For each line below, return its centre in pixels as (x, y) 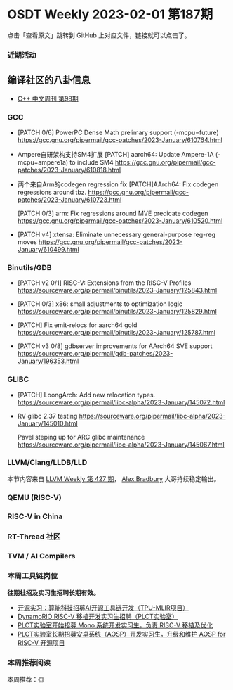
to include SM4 (92, 162)
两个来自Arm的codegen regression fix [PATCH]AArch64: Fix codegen (118, 184)
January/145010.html (48, 423)
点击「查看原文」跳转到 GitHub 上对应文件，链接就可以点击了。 (99, 35)
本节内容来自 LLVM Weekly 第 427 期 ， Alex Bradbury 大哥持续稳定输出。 (114, 478)
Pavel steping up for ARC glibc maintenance (81, 437)
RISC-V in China (35, 516)
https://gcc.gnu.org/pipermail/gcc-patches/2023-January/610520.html (120, 221)
